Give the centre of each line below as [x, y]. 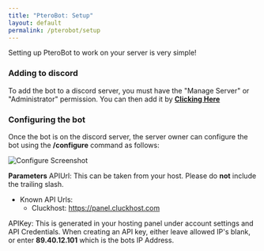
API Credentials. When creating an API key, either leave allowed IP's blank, [130, 231]
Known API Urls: [46, 200]
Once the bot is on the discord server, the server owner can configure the [128, 136]
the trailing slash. [36, 184]
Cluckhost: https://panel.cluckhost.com [96, 207]
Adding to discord [43, 74]
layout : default [35, 23]
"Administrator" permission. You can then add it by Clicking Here [114, 99]
